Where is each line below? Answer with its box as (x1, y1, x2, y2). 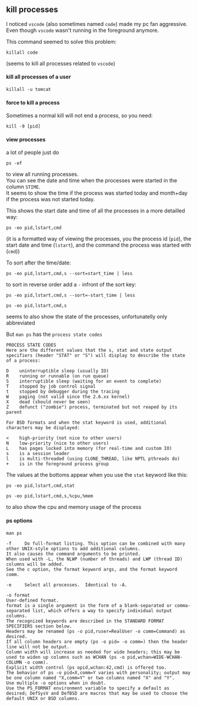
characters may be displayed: (6, 425, 81, 431)
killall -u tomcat (6, 87, 51, 93)
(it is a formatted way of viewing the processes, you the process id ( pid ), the (6, 236, 192, 243)
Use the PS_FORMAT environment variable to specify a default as (6, 685, 169, 691)
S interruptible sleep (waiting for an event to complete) (6, 378, 162, 384)
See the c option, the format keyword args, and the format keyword (6, 566, 178, 572)
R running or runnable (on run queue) (6, 373, 109, 380)
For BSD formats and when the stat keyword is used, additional (6, 420, 167, 426)
